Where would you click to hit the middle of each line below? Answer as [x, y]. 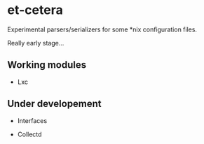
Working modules [47, 65]
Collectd [29, 134]
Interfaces [32, 120]
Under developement [54, 104]
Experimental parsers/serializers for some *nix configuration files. [102, 29]
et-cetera [35, 10]
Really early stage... [36, 43]
